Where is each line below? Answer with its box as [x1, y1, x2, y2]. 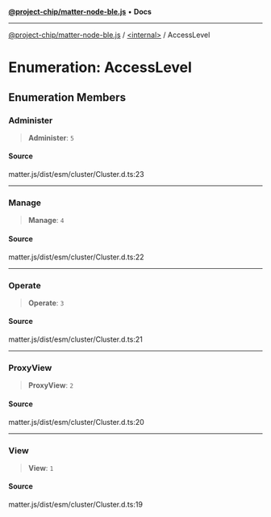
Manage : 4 [27, 216, 65, 225]
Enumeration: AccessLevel [8, 58, 192, 77]
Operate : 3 [27, 298, 65, 308]
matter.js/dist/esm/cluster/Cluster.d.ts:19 [8, 500, 144, 510]
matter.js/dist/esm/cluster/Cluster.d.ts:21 [8, 334, 143, 344]
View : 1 [27, 463, 54, 473]
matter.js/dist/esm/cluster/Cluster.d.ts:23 [8, 170, 144, 179]
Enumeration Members [8, 90, 127, 104]
